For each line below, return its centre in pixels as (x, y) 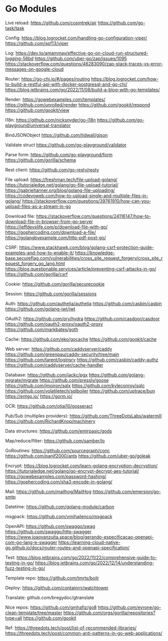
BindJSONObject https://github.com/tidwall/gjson (57, 135)
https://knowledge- (95, 252)
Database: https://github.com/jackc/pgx (47, 375)
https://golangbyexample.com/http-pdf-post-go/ (56, 237)
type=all (14, 618)
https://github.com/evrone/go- (130, 607)
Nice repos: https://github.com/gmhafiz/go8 (51, 607)
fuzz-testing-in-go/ (25, 568)
